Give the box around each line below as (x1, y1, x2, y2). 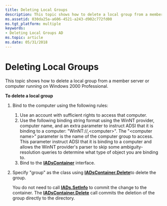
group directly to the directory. (12, 195, 76, 201)
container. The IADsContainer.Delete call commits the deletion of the (12, 190, 155, 196)
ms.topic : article (5, 35, 43, 40)
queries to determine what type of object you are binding (41, 149, 159, 155)
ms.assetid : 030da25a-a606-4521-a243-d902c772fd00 (5, 16, 112, 21)
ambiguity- (121, 144, 143, 150)
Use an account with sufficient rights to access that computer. (19, 112, 148, 118)
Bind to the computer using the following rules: (12, 102, 108, 108)
